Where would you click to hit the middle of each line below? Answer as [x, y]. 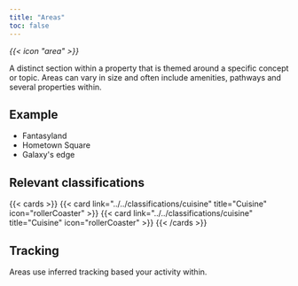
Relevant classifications [77, 182]
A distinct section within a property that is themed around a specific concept [149, 68]
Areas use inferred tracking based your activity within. [108, 272]
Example [34, 115]
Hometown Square [56, 145]
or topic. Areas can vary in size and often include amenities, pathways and [145, 77]
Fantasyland [44, 136]
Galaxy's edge [48, 155]
